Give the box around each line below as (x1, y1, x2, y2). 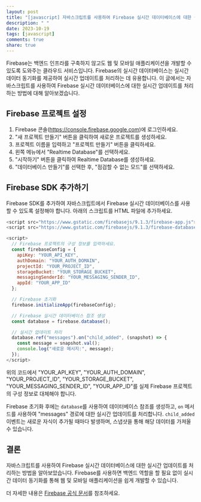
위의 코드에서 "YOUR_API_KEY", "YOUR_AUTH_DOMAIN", (6, 368, 146, 375)
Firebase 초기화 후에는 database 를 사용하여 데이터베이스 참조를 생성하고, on (6, 402, 184, 410)
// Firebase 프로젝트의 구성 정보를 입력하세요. (11, 241, 116, 247)
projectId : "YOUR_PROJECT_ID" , (17, 263, 95, 269)
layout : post (6, 8, 39, 15)
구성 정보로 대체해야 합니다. (12, 390, 77, 397)
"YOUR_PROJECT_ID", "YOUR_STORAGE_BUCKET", (6, 375, 134, 383)
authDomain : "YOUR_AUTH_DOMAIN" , (17, 257, 100, 264)
